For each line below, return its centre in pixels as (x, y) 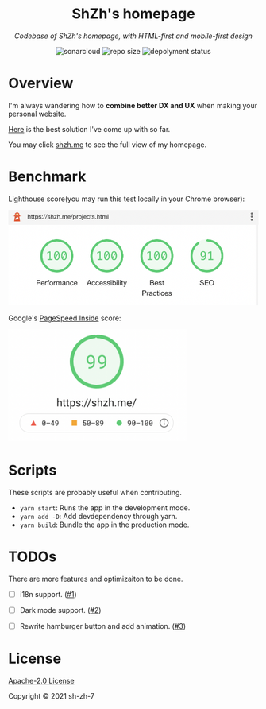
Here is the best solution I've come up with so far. (89, 129)
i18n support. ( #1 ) (48, 594)
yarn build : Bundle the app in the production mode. (104, 525)
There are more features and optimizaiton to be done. (96, 579)
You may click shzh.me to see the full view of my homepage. (108, 145)
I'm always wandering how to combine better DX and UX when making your (133, 105)
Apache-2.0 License (41, 681)
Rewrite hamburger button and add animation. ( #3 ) (103, 626)
